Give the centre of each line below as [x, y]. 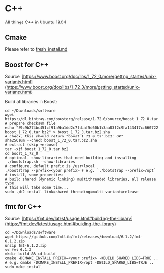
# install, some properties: [35, 175]
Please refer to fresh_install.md [36, 49]
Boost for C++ [27, 65]
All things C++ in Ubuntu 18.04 [36, 22]
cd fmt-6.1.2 [18, 250]
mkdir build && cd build [30, 254]
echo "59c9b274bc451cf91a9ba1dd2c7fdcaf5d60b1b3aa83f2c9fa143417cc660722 [82, 128]
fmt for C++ [23, 207]
